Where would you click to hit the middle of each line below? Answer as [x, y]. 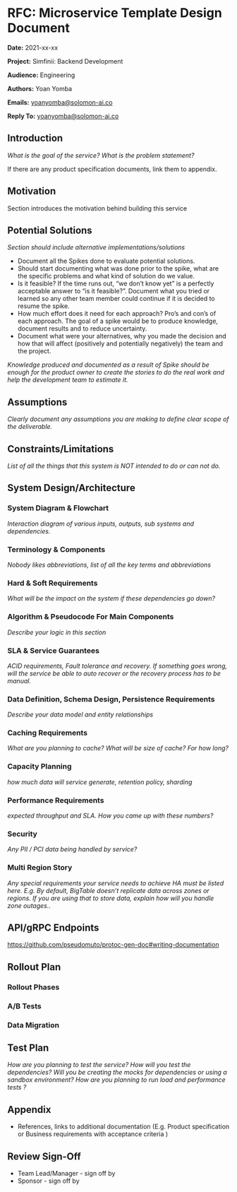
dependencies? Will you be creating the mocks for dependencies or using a [117, 1073]
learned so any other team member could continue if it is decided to [116, 299]
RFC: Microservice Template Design [115, 13]
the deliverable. [30, 427]
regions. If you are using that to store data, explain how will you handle [111, 898]
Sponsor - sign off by [48, 1181]
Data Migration [34, 1025]
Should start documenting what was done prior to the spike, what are [118, 269]
